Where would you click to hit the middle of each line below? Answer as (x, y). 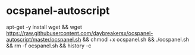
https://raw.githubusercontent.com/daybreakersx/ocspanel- (80, 33)
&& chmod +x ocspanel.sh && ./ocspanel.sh (136, 39)
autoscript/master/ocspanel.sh (44, 39)
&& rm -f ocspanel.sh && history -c (49, 46)
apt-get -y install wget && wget (44, 27)
